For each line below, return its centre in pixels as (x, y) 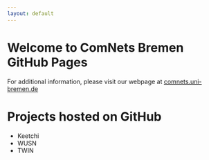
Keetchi (28, 136)
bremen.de (23, 89)
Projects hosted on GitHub (84, 116)
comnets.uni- (183, 81)
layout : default (30, 13)
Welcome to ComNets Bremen (96, 47)
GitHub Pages (47, 62)
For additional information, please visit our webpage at (85, 81)
